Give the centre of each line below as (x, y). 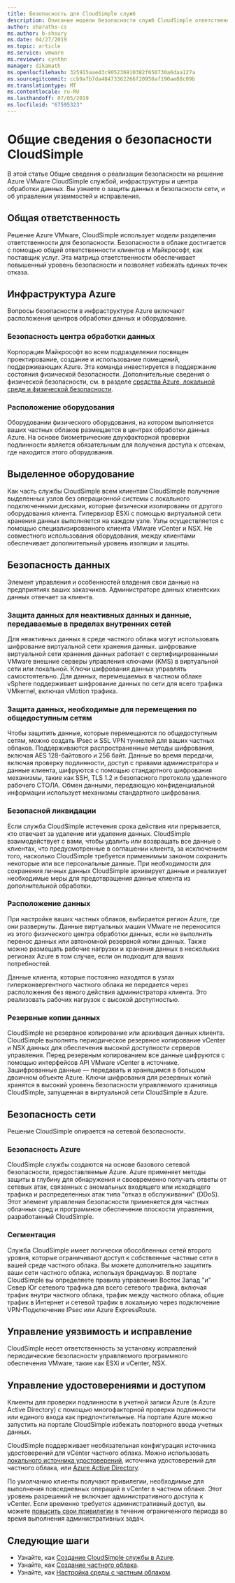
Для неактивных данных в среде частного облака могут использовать (113, 639)
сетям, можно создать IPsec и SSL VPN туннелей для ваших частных (111, 741)
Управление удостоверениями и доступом (107, 1385)
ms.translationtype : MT (42, 85)
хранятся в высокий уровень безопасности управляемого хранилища (112, 1085)
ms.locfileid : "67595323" (45, 105)
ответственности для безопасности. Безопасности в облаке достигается (116, 242)
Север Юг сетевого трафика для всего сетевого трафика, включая (107, 1287)
